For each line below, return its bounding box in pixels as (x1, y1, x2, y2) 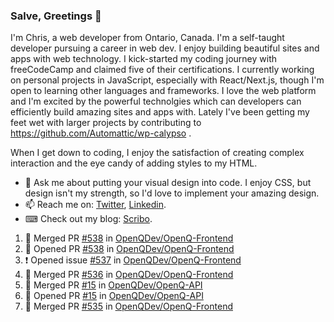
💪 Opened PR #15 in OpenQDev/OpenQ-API (24, 290, 204, 302)
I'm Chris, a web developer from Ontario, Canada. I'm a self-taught (10, 32, 285, 44)
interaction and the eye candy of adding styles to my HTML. (10, 157, 258, 169)
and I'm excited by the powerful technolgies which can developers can (10, 95, 302, 108)
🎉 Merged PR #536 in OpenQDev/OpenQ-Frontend (24, 269, 234, 281)
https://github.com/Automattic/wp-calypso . (10, 127, 192, 139)
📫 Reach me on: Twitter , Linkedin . (24, 199, 167, 211)
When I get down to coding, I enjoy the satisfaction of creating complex (10, 147, 305, 159)
